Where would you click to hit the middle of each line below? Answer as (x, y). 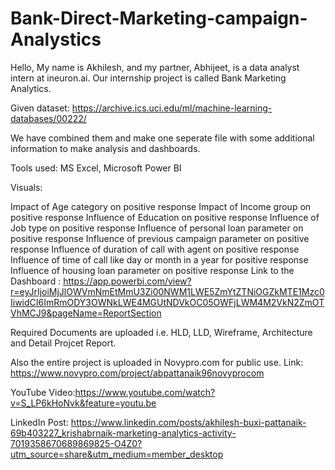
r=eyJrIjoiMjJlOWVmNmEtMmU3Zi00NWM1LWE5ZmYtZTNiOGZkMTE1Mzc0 (167, 291)
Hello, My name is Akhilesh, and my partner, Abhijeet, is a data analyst (155, 67)
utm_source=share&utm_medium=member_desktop (117, 454)
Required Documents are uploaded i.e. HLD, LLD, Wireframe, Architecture (161, 332)
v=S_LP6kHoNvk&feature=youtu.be (83, 403)
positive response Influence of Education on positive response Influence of (165, 217)
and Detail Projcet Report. (63, 343)
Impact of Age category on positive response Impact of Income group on (161, 206)
